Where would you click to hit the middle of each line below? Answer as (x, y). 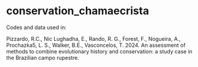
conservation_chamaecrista (78, 11)
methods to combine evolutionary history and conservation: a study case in (100, 51)
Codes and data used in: (37, 27)
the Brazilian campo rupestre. (43, 58)
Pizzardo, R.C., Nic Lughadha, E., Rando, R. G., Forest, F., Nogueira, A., (94, 39)
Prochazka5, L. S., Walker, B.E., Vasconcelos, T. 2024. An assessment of (96, 45)
